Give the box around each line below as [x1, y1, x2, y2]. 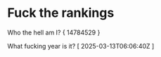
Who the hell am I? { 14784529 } [7, 28, 101, 37]
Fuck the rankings [7, 5, 115, 21]
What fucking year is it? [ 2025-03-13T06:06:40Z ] [7, 42, 155, 50]
